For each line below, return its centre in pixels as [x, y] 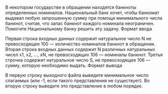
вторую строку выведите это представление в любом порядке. [74, 86]
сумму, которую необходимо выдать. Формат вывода [64, 65]
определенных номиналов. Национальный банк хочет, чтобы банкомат [82, 13]
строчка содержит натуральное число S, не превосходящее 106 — [78, 60]
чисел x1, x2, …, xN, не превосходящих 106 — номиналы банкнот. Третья [84, 55]
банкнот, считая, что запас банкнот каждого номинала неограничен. [80, 23]
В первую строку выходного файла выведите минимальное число [77, 75]
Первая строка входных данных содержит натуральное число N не [78, 38]
